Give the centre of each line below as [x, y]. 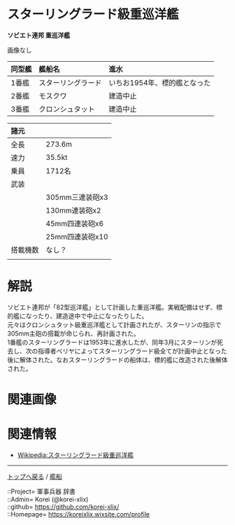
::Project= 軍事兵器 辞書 [41, 491]
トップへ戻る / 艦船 [35, 477]
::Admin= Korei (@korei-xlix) [48, 499]
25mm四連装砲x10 [77, 237]
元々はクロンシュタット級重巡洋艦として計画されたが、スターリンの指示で [114, 324]
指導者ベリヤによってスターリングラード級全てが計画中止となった [132, 351]
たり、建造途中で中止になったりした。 [93, 316]
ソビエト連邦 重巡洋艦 [39, 35]
